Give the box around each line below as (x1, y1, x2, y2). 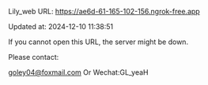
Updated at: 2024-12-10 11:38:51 (8, 22, 114, 31)
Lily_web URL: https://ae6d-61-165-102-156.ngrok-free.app (8, 7, 200, 16)
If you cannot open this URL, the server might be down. (8, 37, 188, 46)
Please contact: (8, 53, 59, 61)
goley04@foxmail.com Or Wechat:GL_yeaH (8, 68, 149, 77)
